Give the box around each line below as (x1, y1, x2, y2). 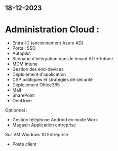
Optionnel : (5, 107, 28, 113)
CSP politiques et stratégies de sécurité (12, 76, 93, 83)
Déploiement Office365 (12, 82, 60, 88)
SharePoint (12, 92, 35, 98)
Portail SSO (12, 45, 36, 51)
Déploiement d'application (12, 72, 66, 77)
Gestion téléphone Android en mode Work (12, 117, 98, 123)
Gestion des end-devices (12, 66, 64, 72)
